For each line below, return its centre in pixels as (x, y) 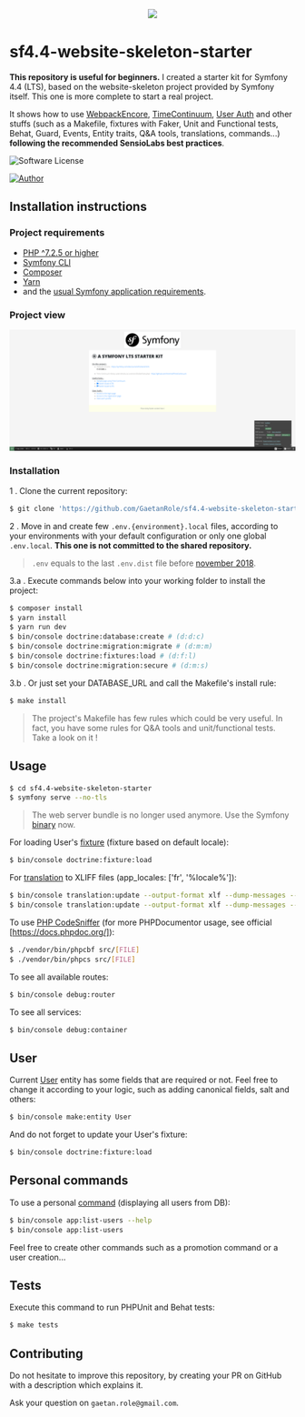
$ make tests (34, 1325)
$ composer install (46, 608)
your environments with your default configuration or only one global (138, 536)
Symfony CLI (46, 262)
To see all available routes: (59, 977)
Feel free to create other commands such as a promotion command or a (144, 1247)
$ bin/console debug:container (69, 1030)
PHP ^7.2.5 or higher (61, 252)
